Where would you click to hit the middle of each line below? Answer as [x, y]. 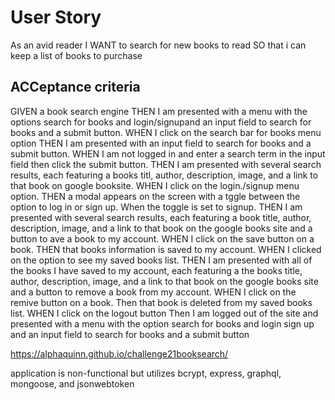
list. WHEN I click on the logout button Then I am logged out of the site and [164, 313]
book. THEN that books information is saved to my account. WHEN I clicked [166, 249]
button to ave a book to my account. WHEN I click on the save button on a [162, 238]
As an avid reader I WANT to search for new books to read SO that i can [158, 45]
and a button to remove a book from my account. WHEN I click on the [153, 292]
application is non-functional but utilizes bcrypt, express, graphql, [146, 373]
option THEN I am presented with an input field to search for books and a [161, 143]
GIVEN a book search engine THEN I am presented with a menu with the [159, 111]
